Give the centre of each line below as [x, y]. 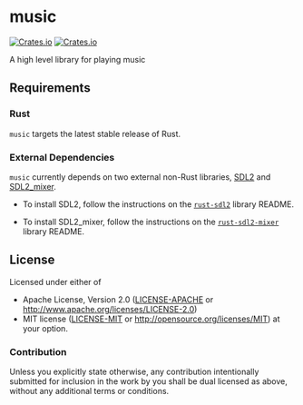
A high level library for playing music [78, 59]
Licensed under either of [55, 282]
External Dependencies [62, 157]
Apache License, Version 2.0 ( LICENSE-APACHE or [118, 299]
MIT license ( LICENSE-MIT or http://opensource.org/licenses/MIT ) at [151, 319]
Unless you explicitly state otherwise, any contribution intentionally [134, 372]
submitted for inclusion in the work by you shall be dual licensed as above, [149, 381]
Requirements [50, 88]
